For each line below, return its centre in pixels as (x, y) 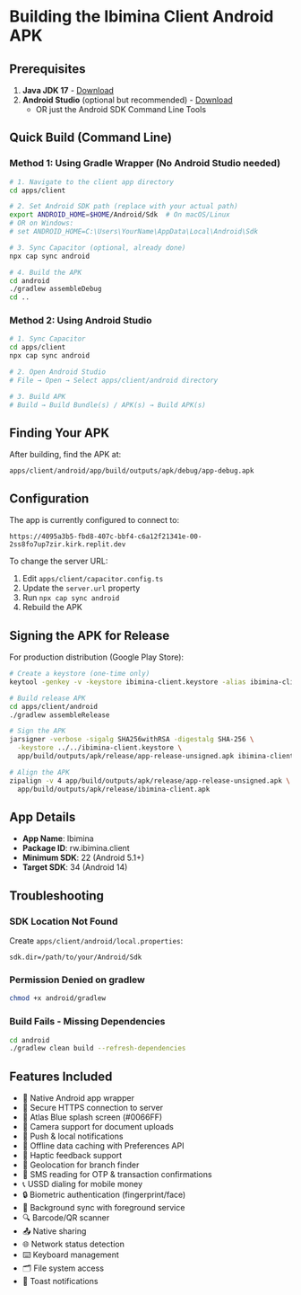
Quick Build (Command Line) (91, 138)
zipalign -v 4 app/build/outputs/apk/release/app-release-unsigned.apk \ (150, 781)
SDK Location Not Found (64, 921)
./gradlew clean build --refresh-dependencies (98, 1049)
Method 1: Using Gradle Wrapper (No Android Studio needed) (145, 164)
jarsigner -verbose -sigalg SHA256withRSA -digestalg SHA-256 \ (132, 740)
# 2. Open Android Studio (57, 372)
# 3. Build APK (38, 396)
